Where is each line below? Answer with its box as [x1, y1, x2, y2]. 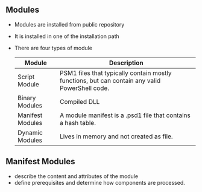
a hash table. [59, 118, 96, 127]
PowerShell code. [59, 84, 110, 92]
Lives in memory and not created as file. [59, 132, 173, 141]
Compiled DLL [59, 97, 100, 106]
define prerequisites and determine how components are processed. [14, 179, 185, 186]
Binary [17, 94, 36, 102]
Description [109, 59, 144, 67]
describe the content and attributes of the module [14, 172, 139, 180]
